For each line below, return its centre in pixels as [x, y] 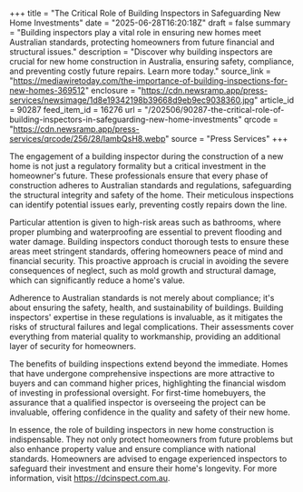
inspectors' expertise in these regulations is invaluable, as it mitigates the [146, 317]
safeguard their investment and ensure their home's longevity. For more [143, 468]
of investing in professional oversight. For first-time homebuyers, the [137, 393]
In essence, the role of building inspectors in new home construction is [142, 430]
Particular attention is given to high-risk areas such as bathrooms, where [145, 222]
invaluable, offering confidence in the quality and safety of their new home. [150, 412]
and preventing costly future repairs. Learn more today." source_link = [141, 71]
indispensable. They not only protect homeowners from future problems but [151, 439]
